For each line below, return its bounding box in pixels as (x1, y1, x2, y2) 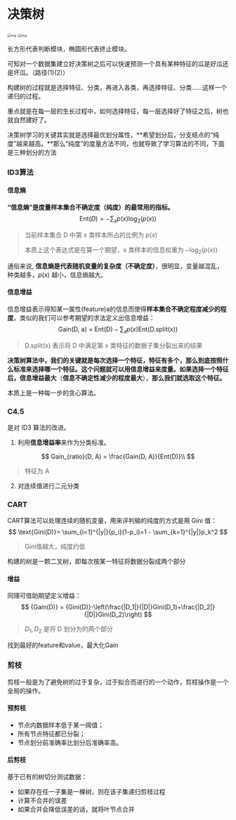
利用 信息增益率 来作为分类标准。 (17, 438, 110, 447)
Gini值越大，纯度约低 (24, 542, 86, 551)
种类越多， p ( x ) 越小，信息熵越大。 (7, 270, 107, 279)
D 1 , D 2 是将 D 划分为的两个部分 (24, 625, 114, 635)
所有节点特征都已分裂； (17, 729, 86, 738)
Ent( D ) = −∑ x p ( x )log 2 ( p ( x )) (79, 215, 157, 225)
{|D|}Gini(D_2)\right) (84, 610, 143, 619)
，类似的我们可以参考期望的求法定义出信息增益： (13, 313, 155, 322)
